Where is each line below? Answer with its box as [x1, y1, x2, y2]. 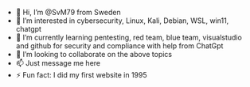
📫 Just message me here [15, 59, 101, 67]
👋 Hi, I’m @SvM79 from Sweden [15, 8, 121, 17]
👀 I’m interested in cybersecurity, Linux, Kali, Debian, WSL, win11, [15, 16, 229, 25]
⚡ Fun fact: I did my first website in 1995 [15, 70, 147, 79]
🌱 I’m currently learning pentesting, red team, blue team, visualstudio [15, 32, 243, 42]
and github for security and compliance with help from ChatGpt [15, 41, 224, 51]
